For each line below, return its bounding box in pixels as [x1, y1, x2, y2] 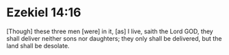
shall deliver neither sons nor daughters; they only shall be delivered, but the [6, 34, 222, 42]
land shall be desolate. [6, 41, 70, 50]
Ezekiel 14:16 [6, 5, 81, 20]
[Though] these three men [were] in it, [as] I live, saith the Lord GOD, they [6, 27, 213, 35]
